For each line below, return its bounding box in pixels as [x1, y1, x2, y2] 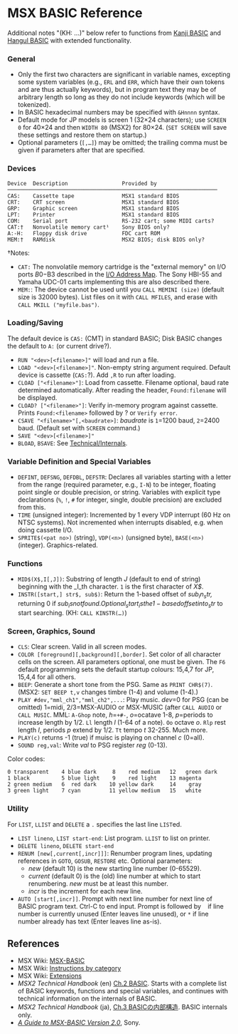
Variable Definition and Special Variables [7, 456, 151, 466]
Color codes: [7, 755, 45, 763]
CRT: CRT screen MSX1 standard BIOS [7, 198, 180, 206]
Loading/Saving [7, 318, 64, 328]
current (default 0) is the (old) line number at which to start [28, 872, 201, 880]
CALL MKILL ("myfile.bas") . [17, 300, 99, 309]
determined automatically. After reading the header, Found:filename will [17, 386, 227, 394]
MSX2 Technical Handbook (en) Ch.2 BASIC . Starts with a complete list [17, 979, 227, 988]
